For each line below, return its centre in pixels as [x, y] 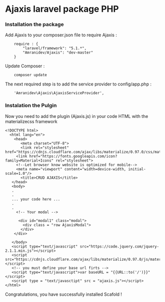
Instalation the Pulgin [31, 106]
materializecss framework [31, 121]
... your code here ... [36, 199]
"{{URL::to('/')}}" [130, 272]
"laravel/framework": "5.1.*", [55, 48]
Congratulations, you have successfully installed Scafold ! [64, 294]
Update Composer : [25, 66]
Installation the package [34, 25]
